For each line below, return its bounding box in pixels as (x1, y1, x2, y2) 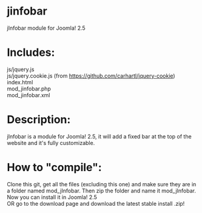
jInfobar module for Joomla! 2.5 (7, 24, 86, 32)
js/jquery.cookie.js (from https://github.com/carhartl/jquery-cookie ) (7, 72, 175, 79)
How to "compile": (7, 161, 102, 174)
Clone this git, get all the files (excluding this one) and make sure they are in (7, 180, 197, 188)
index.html (7, 78, 33, 86)
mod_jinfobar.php (7, 85, 51, 92)
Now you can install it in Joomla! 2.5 (7, 193, 98, 201)
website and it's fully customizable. (7, 139, 95, 146)
